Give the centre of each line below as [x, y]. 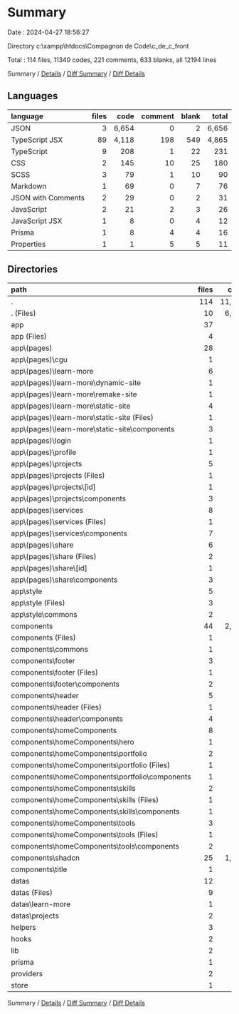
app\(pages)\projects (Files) [58, 475]
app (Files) [29, 336]
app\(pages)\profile [44, 452]
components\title [39, 869]
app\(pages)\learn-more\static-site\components [93, 429]
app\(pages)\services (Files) [59, 521]
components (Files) [43, 637]
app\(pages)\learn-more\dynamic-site [76, 382]
